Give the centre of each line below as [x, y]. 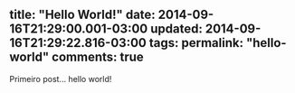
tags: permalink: [196, 43]
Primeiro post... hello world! [61, 79]
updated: [177, 29]
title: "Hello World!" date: [82, 15]
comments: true [98, 57]
